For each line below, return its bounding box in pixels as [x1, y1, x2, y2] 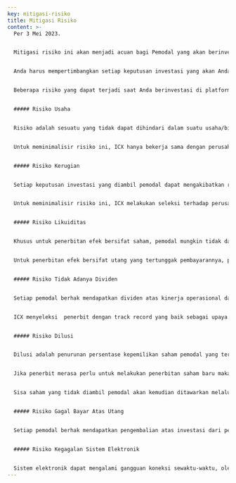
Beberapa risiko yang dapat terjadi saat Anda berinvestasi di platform [13, 87, 231, 94]
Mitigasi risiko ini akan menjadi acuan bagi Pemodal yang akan [13, 49, 206, 56]
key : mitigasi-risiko [7, 10, 71, 18]
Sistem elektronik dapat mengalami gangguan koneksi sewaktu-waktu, [13, 465, 218, 472]
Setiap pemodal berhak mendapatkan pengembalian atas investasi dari [13, 427, 221, 434]
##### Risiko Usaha [13, 106, 71, 113]
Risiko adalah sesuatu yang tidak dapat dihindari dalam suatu [13, 124, 202, 131]
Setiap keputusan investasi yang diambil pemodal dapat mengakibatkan [13, 181, 225, 188]
